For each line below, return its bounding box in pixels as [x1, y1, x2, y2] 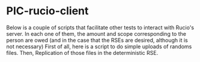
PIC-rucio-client [6, 4, 89, 18]
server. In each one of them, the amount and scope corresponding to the [6, 30, 186, 37]
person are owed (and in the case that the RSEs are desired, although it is [6, 36, 188, 44]
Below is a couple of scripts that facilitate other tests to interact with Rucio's [6, 24, 195, 31]
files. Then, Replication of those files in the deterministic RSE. [6, 49, 159, 56]
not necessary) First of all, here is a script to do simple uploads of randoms [6, 43, 192, 50]
